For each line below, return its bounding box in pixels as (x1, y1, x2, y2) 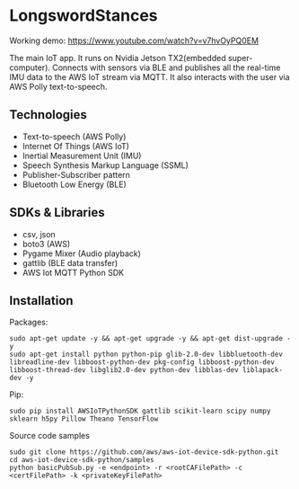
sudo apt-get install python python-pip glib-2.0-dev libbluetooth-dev (9, 350, 283, 360)
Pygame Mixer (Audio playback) (22, 248, 142, 259)
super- (227, 52, 253, 63)
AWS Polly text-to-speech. (9, 81, 108, 92)
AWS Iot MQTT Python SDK (22, 267, 124, 278)
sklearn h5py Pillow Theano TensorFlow (9, 414, 159, 423)
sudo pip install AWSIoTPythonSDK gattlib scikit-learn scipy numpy (9, 406, 271, 416)
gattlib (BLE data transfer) (22, 257, 119, 268)
